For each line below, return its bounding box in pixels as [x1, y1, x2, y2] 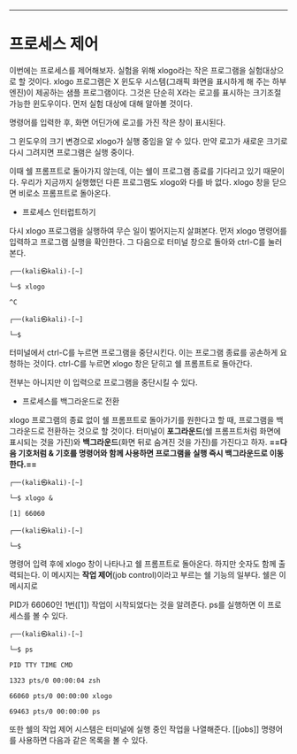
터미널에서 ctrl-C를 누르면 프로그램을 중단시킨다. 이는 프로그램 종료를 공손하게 [9, 347, 278, 358]
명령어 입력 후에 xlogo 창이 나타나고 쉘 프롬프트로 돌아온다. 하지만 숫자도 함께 [9, 558, 277, 569]
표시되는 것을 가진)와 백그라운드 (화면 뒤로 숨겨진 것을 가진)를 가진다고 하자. [9, 436, 268, 447]
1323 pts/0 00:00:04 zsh [9, 676, 101, 685]
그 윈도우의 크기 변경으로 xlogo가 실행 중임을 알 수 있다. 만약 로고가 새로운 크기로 [9, 135, 288, 146]
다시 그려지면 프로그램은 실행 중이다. [9, 147, 134, 158]
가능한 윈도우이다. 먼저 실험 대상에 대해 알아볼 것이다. [9, 98, 193, 109]
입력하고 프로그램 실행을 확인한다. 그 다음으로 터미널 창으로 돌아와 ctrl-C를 [9, 236, 266, 247]
